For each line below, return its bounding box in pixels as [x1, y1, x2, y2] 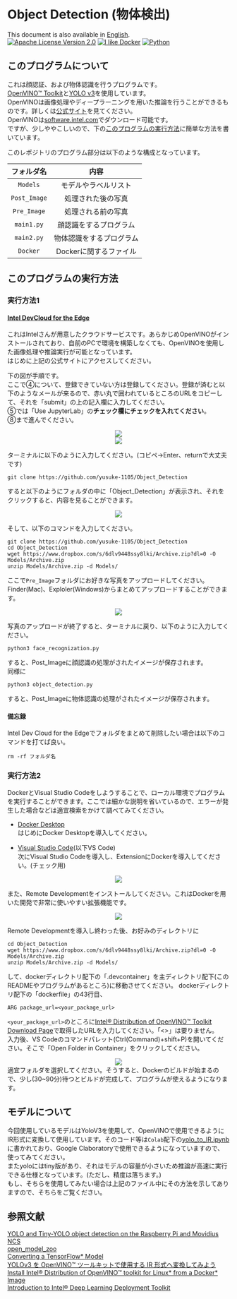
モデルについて [7, 1106, 73, 1118]
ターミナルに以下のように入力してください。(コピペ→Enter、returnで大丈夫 [7, 451, 228, 460]
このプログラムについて [7, 60, 109, 72]
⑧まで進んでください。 [7, 416, 78, 424]
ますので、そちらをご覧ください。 [7, 1187, 107, 1197]
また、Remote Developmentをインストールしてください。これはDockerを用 [7, 889, 226, 897]
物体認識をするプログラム [54, 233, 139, 243]
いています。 [7, 133, 44, 141]
